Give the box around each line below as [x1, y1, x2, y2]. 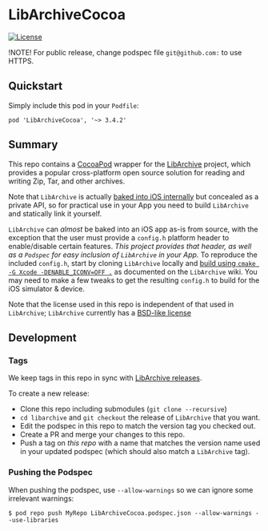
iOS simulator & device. [8, 284, 86, 293]
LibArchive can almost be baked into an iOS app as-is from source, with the [8, 224, 258, 234]
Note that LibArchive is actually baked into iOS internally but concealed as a [8, 191, 259, 201]
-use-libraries [8, 516, 59, 524]
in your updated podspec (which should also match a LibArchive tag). [19, 447, 250, 457]
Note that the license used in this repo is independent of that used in [8, 299, 234, 309]
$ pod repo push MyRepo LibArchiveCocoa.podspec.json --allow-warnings [8, 509, 252, 517]
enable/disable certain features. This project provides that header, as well [8, 241, 252, 251]
